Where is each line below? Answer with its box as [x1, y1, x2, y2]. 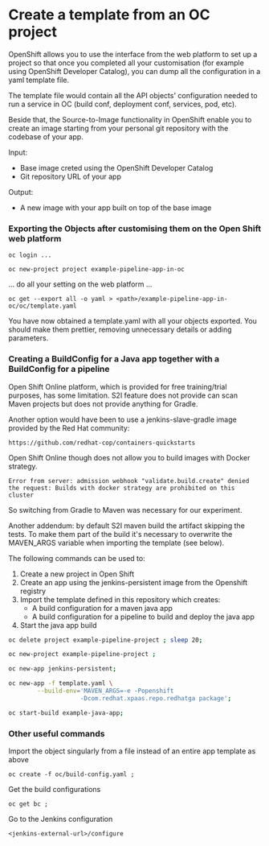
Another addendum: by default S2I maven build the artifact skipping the [8, 521, 245, 530]
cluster [8, 491, 35, 499]
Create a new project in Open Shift [19, 569, 135, 579]
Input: [8, 147, 28, 157]
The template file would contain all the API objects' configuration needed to [8, 90, 259, 100]
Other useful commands [8, 728, 105, 739]
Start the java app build [19, 620, 98, 629]
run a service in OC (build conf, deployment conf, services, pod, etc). [8, 99, 237, 109]
